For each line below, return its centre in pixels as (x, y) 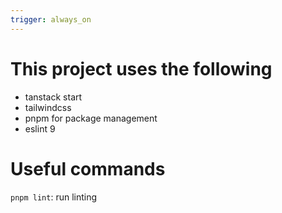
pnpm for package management (91, 118)
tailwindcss (48, 107)
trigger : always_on (51, 19)
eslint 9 (40, 128)
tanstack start (53, 97)
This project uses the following (141, 68)
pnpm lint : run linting (54, 197)
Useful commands (88, 168)
